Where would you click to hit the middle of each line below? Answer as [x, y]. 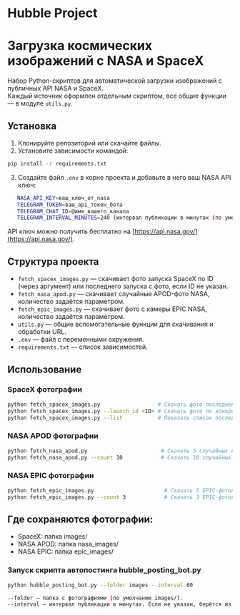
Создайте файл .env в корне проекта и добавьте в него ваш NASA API [124, 177]
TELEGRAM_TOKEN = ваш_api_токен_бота [70, 205]
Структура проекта [53, 261]
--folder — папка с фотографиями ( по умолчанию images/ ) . [95, 598]
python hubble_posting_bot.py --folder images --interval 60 [100, 585]
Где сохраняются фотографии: [80, 519]
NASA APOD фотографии [53, 436]
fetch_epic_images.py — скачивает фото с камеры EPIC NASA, [112, 309]
